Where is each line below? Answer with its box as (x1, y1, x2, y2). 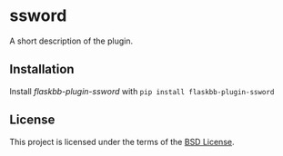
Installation (9, 62, 75, 77)
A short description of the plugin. (9, 35, 134, 46)
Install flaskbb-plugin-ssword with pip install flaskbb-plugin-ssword (9, 85, 275, 96)
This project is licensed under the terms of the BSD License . (9, 136, 235, 147)
